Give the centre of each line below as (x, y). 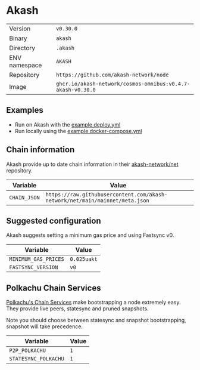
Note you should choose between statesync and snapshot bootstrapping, (96, 320)
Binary (18, 38)
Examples (25, 110)
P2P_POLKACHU (28, 351)
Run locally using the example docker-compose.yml (78, 131)
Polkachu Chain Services (54, 288)
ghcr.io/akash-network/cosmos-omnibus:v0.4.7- (123, 84)
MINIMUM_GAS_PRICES (37, 259)
